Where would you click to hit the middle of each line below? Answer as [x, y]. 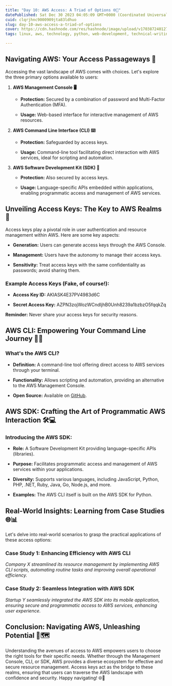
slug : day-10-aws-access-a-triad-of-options [53, 24]
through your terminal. [36, 370]
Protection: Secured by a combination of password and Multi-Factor [93, 99]
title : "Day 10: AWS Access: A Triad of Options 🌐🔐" [63, 10]
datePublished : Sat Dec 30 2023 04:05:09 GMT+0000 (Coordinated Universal [87, 15]
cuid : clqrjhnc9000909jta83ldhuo [41, 20]
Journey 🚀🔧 [24, 339]
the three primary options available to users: [52, 77]
